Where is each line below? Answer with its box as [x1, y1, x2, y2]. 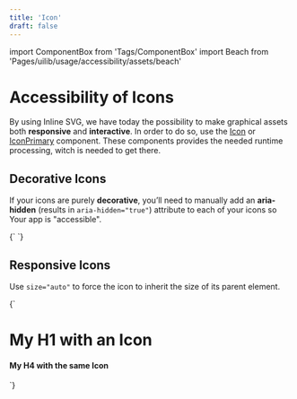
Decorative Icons [9, 171, 107, 186]
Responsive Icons [9, 257, 111, 273]
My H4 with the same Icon [9, 360, 109, 370]
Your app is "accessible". [9, 214, 102, 225]
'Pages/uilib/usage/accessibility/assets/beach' [9, 56, 182, 66]
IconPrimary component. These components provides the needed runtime [9, 135, 284, 146]
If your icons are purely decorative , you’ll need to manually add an [9, 195, 256, 206]
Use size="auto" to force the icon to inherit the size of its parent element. [9, 282, 281, 292]
